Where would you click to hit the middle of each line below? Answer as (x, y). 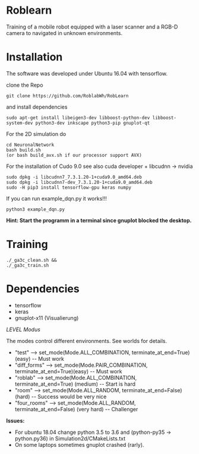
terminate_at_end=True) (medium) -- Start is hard (75, 384)
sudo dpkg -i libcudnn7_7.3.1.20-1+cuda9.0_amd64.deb (74, 177)
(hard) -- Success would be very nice (61, 396)
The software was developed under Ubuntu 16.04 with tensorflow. (87, 73)
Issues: (15, 420)
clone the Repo (25, 85)
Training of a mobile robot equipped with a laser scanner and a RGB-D (92, 27)
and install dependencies (37, 107)
